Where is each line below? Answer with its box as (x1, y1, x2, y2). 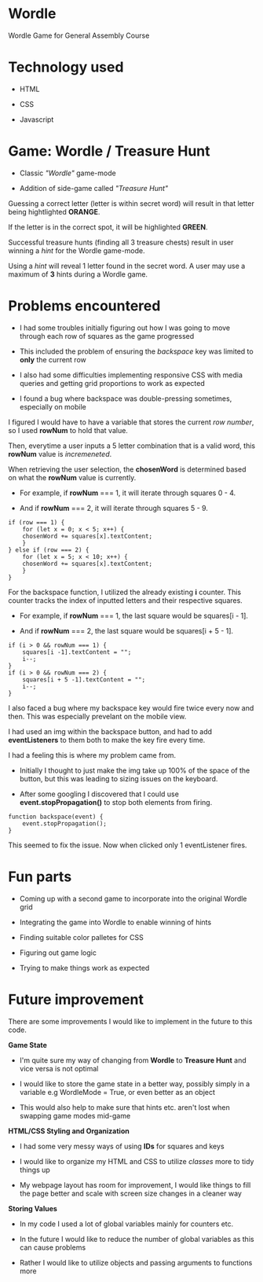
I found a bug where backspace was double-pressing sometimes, (19, 394, 232, 403)
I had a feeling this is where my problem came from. (8, 750, 177, 759)
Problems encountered (8, 297, 161, 314)
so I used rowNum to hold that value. (8, 425, 128, 435)
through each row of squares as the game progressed (19, 331, 195, 340)
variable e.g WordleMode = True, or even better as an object (19, 1087, 216, 1096)
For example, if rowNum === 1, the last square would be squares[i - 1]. (19, 611, 249, 620)
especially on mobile (19, 402, 86, 411)
